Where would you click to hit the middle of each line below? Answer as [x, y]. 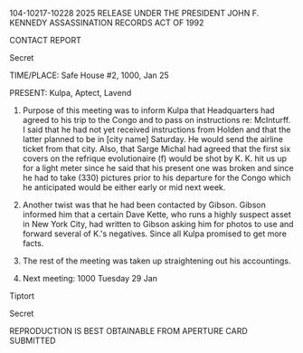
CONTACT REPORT [45, 40]
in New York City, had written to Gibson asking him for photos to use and [158, 224]
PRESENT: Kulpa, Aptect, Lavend [71, 93]
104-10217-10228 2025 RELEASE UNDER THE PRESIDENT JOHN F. [134, 13]
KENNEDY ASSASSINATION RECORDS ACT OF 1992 [107, 23]
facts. [33, 243]
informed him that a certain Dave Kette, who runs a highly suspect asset [156, 215]
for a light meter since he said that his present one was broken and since [158, 168]
